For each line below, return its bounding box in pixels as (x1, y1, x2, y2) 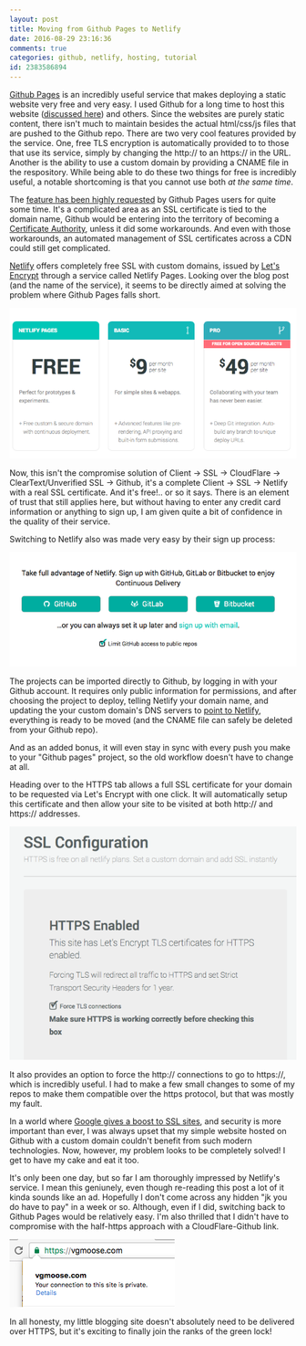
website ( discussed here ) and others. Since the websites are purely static (9, 109, 285, 119)
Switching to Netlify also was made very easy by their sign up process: (9, 533, 276, 544)
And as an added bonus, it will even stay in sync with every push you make (9, 742, 291, 753)
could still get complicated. (9, 243, 111, 253)
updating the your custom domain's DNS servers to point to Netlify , (9, 705, 261, 716)
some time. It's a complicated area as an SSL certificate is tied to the (9, 204, 267, 215)
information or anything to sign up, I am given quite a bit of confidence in (9, 506, 283, 517)
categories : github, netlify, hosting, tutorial (9, 53, 198, 63)
